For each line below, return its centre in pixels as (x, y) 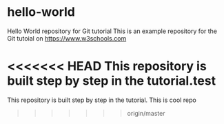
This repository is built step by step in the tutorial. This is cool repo (102, 100)
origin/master (146, 113)
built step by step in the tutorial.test (111, 81)
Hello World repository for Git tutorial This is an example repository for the (112, 31)
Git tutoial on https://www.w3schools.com (67, 38)
